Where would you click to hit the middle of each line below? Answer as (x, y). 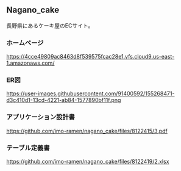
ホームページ (25, 43)
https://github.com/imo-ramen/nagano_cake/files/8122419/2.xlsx (88, 162)
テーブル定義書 (28, 148)
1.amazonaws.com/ (30, 63)
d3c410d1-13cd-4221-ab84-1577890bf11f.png (64, 100)
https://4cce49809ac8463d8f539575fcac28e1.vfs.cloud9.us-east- (90, 57)
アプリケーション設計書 (41, 117)
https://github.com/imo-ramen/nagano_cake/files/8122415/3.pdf (87, 131)
